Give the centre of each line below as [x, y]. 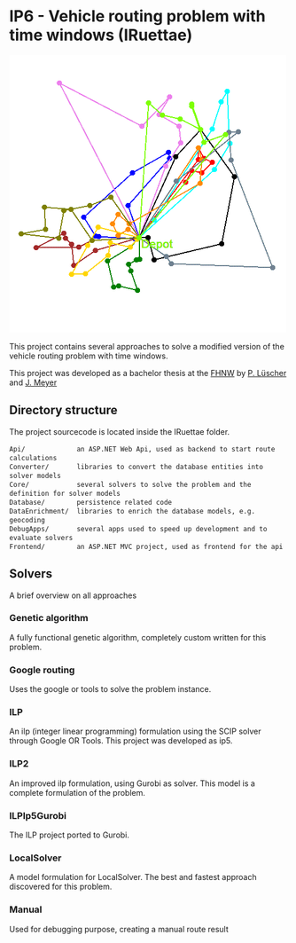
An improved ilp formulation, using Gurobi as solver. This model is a [132, 783]
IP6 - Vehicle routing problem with [137, 16]
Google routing [42, 670]
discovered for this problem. [61, 887]
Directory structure [63, 410]
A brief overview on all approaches [73, 595]
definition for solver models [65, 493]
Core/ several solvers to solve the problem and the [130, 484]
